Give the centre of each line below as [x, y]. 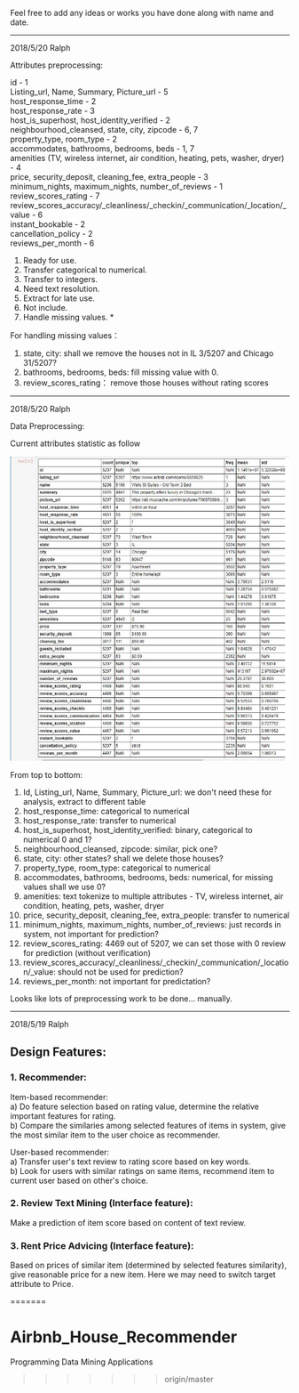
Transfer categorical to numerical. [85, 270]
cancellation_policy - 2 [51, 234]
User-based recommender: [60, 1152]
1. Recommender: [48, 1078]
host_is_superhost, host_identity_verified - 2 [90, 120]
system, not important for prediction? [90, 934]
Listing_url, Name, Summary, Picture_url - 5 [89, 92]
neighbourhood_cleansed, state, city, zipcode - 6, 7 [104, 130]
